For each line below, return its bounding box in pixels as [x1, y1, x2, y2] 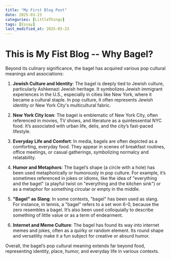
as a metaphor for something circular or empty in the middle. [12, 186, 140, 192]
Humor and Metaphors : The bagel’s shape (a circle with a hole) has [12, 164, 155, 171]
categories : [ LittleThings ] [5, 17, 65, 22]
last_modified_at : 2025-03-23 [5, 27, 70, 32]
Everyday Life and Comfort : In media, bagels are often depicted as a [12, 138, 158, 144]
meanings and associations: [5, 71, 64, 77]
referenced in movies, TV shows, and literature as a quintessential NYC [12, 118, 162, 124]
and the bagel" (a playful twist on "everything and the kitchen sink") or [12, 180, 161, 187]
